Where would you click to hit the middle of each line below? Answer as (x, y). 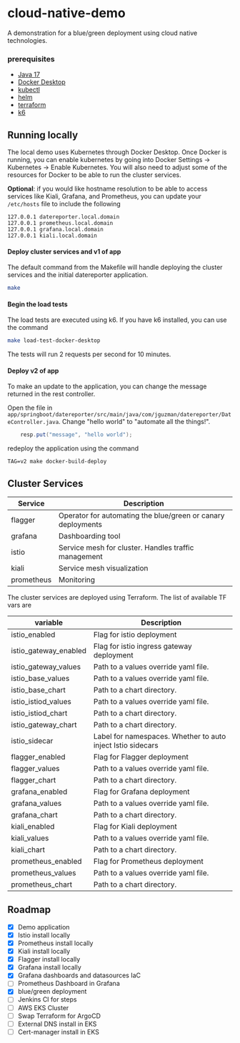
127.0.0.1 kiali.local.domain (52, 236)
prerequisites (31, 59)
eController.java (33, 423)
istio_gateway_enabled (49, 651)
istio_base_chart (38, 690)
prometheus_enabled (46, 862)
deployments (80, 525)
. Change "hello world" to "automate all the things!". (134, 422)
